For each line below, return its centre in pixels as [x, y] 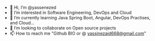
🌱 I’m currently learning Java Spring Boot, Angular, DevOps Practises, [80, 18]
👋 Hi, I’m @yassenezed [33, 7]
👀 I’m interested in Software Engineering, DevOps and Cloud [70, 13]
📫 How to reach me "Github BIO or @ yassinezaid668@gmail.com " [78, 33]
